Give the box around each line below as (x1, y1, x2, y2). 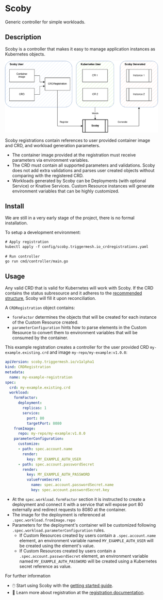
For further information (5, 573, 51, 579)
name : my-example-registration (9, 375, 73, 379)
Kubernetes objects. (5, 51, 46, 57)
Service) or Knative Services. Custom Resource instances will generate (12, 183, 154, 189)
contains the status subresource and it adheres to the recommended (5, 290, 142, 296)
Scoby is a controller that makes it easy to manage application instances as (5, 46, 155, 51)
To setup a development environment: (5, 229, 81, 236)
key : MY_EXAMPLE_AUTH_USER (26, 457, 81, 462)
